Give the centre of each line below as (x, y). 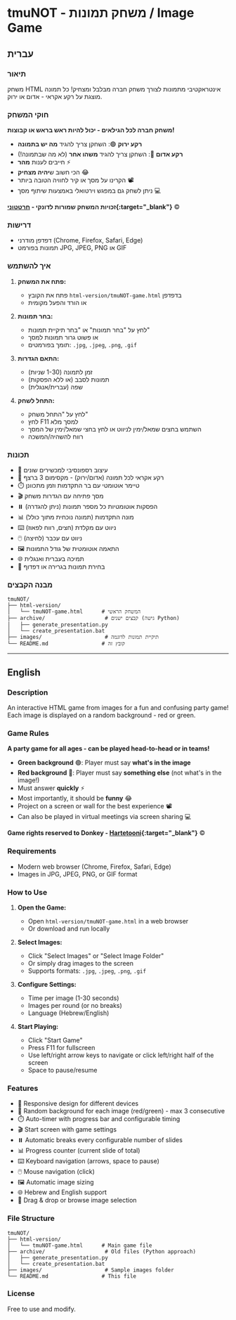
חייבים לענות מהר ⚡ (44, 162)
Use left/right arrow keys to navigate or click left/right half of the (121, 1055)
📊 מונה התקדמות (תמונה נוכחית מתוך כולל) (76, 517)
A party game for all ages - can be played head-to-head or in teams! (109, 749)
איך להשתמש (29, 266)
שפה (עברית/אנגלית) (55, 387)
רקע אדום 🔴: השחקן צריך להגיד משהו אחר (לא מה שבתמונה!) (100, 154)
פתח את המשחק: (42, 281)
